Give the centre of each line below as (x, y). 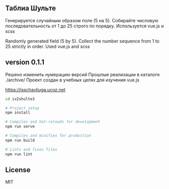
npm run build (20, 140)
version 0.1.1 (25, 62)
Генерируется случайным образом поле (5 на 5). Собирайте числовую (82, 20)
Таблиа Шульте (31, 8)
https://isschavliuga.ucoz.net (35, 89)
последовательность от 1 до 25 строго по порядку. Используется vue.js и (84, 26)
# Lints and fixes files (31, 149)
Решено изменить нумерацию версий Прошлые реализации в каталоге (82, 74)
